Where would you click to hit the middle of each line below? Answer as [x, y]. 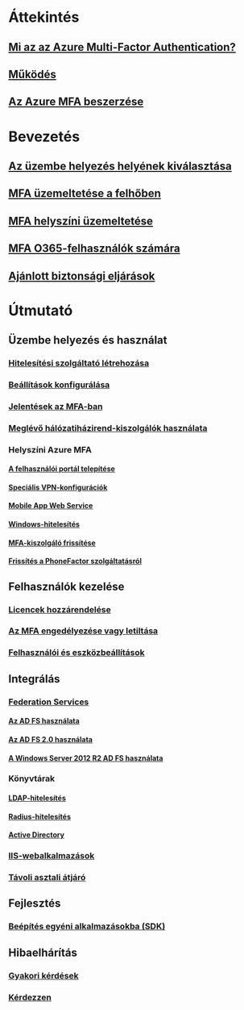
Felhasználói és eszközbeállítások [77, 653]
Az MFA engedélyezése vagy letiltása [83, 631]
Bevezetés [44, 136]
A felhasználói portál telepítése [62, 469]
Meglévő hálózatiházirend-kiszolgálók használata [108, 428]
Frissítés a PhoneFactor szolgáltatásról [75, 561]
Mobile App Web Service [51, 506]
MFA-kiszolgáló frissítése [52, 543]
